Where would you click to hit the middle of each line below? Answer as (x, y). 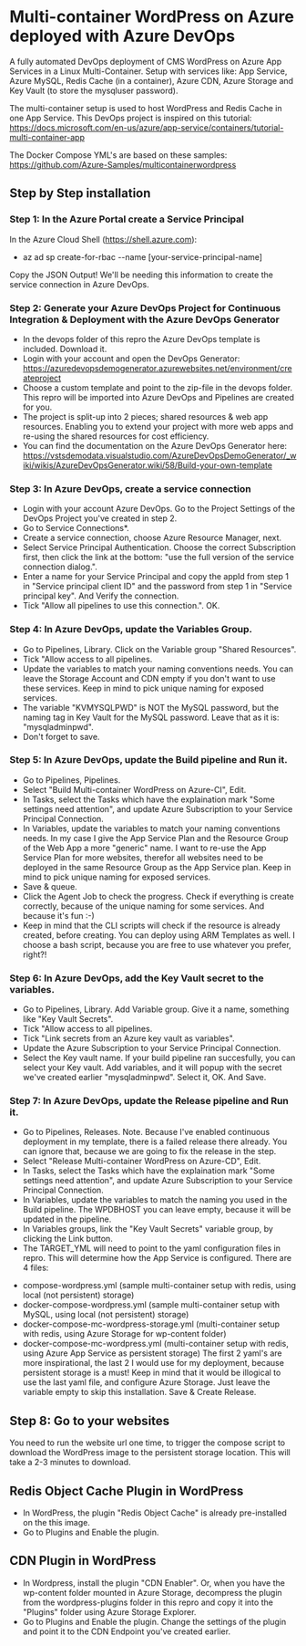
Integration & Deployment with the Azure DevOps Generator (144, 319)
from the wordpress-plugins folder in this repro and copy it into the (148, 1602)
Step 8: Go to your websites (90, 1421)
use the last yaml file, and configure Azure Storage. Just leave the (146, 1382)
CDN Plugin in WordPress (83, 1561)
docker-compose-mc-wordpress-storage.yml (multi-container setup (151, 1324)
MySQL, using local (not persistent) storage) (106, 1315)
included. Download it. (65, 349)
